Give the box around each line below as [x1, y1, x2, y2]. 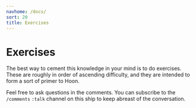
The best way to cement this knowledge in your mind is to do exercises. [6, 65, 182, 72]
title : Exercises [6, 20, 49, 26]
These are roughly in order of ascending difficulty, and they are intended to [6, 71, 190, 78]
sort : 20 [6, 14, 28, 20]
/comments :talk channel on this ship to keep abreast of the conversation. [6, 96, 186, 103]
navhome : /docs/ [6, 8, 46, 15]
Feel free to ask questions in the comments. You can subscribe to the [6, 89, 176, 96]
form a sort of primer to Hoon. [6, 78, 80, 85]
